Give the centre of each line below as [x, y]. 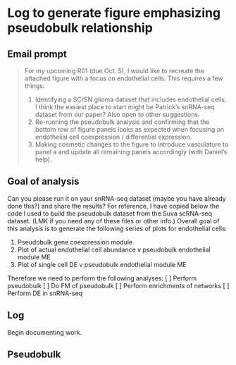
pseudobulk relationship [80, 28]
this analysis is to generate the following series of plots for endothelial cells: [117, 228]
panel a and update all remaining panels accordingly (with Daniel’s [131, 152]
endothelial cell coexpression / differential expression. [113, 137]
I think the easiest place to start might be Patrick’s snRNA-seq [125, 107]
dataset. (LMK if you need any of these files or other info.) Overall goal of [113, 221]
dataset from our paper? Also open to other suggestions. [117, 115]
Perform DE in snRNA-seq [45, 293]
